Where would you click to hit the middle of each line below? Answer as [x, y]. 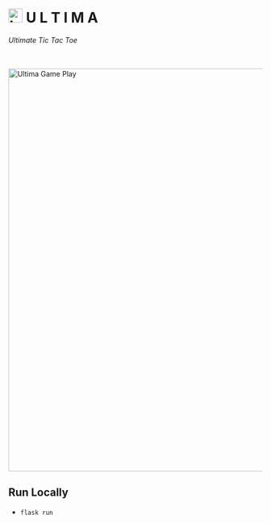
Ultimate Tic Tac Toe [43, 39]
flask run [37, 513]
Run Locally [38, 493]
